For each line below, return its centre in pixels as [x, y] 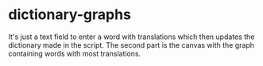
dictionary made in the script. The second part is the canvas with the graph [131, 45]
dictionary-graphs [70, 15]
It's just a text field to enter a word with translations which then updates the [131, 37]
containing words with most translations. [75, 53]
